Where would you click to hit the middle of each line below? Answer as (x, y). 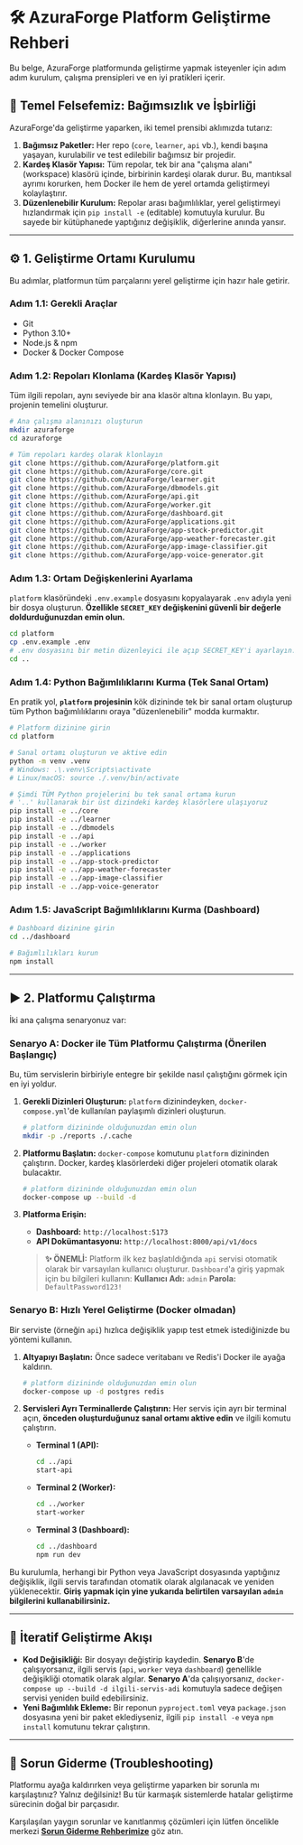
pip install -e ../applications (70, 853)
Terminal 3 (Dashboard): (83, 1529)
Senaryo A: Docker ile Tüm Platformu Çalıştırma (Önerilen (138, 1043)
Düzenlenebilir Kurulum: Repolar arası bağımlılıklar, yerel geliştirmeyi (151, 202)
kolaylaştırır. (45, 193)
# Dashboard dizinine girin (62, 928)
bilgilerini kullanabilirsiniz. (60, 1600)
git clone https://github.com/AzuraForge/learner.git (113, 480)
